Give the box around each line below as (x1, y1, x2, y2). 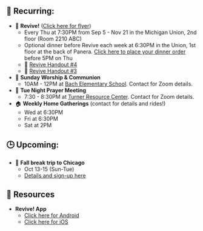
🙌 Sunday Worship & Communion (15, 73, 101, 81)
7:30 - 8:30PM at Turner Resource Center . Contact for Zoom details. (24, 93, 195, 100)
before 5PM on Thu (24, 54, 73, 61)
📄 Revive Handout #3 (24, 67, 78, 75)
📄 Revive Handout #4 (24, 61, 78, 68)
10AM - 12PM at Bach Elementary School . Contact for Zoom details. (24, 80, 193, 87)
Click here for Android (24, 212, 80, 219)
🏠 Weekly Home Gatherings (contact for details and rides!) (15, 99, 166, 107)
